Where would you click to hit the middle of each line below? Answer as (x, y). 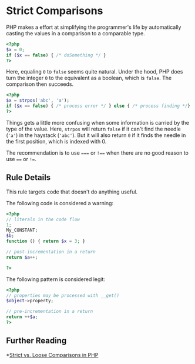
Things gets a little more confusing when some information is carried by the (98, 122)
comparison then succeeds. (40, 84)
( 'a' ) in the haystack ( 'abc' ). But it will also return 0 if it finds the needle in (96, 135)
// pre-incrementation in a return (50, 312)
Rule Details (28, 178)
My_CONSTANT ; (22, 231)
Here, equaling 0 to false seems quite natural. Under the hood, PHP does (95, 72)
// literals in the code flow (43, 219)
